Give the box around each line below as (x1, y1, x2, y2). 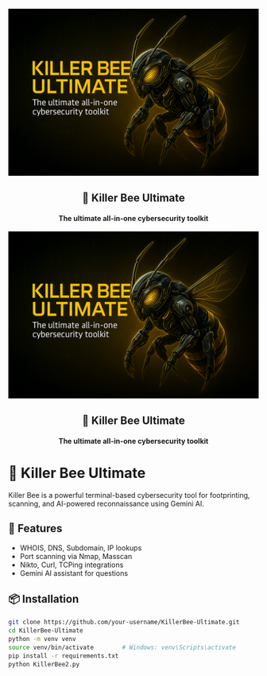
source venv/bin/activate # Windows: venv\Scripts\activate (8, 643, 237, 652)
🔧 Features (8, 522, 63, 535)
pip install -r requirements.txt (8, 651, 119, 660)
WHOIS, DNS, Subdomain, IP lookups (19, 542, 142, 553)
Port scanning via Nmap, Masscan (19, 551, 133, 561)
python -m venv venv (8, 635, 77, 643)
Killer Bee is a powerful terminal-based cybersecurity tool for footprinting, (8, 490, 250, 499)
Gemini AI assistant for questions (19, 568, 129, 577)
